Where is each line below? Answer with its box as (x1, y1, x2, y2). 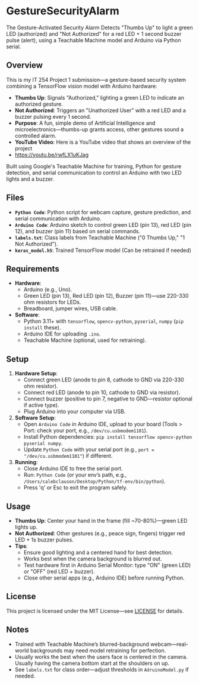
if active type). (23, 402, 59, 409)
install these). (23, 324, 61, 331)
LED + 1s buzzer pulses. (14, 536, 74, 543)
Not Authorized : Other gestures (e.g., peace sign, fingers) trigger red (14, 530, 185, 537)
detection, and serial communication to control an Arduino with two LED (6, 169, 182, 176)
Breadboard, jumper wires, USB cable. (23, 305, 118, 312)
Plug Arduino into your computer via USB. (23, 408, 126, 415)
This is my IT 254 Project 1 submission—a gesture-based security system (6, 76, 186, 83)
